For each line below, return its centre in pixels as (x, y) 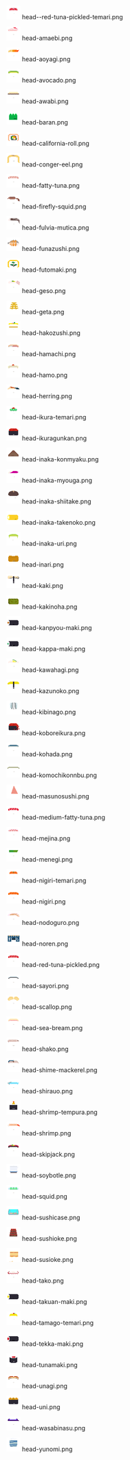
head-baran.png (45, 122)
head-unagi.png (45, 1386)
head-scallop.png (47, 1007)
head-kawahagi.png (50, 670)
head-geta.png (43, 312)
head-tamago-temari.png (58, 1323)
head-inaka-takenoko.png (58, 522)
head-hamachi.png (49, 354)
